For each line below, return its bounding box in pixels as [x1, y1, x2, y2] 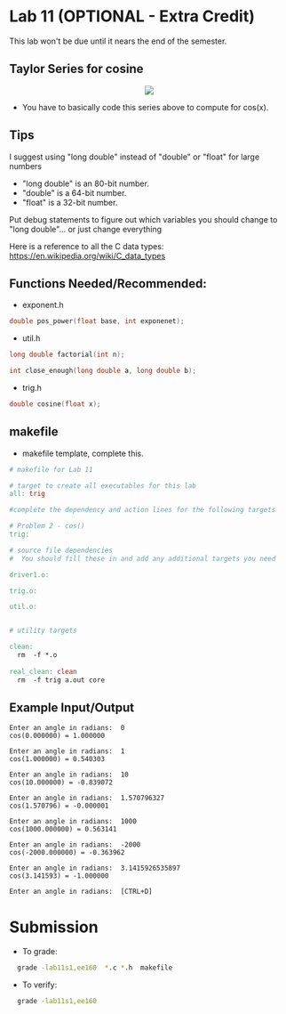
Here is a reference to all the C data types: [9, 240, 164, 251]
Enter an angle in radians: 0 [9, 724, 125, 733]
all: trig [9, 490, 46, 499]
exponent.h [21, 300, 64, 311]
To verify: [21, 979, 58, 990]
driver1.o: [9, 570, 50, 580]
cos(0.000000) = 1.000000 [9, 732, 105, 741]
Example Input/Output [9, 700, 135, 715]
